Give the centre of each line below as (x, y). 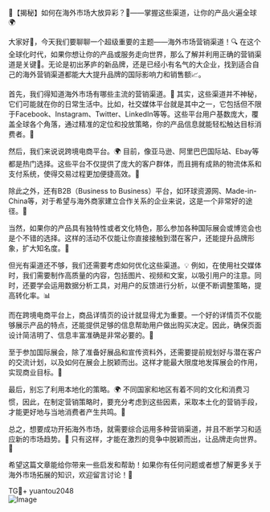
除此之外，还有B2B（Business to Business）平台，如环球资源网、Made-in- (133, 191)
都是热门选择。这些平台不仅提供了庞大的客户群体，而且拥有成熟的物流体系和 (135, 164)
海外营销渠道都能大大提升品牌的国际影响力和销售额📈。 (114, 74)
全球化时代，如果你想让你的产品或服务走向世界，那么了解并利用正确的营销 (131, 54)
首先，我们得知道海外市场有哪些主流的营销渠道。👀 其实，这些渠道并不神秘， (135, 94)
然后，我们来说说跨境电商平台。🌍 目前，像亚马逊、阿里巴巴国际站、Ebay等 (134, 151)
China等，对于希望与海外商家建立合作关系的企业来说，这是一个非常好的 (127, 201)
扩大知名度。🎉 (46, 248)
